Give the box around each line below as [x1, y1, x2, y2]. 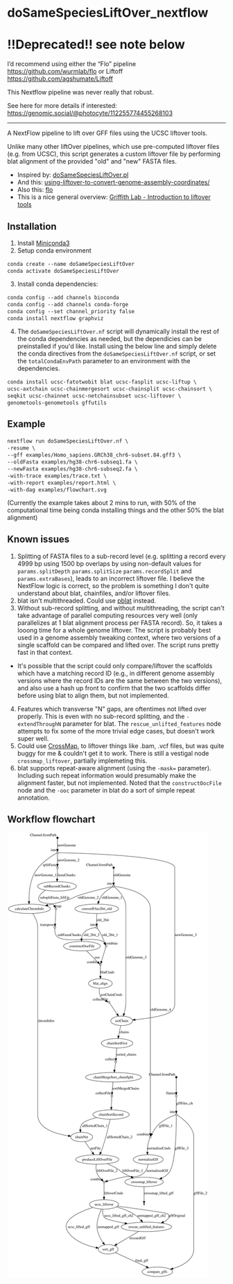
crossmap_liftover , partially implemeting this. [17, 756, 148, 765]
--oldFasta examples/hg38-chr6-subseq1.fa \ [7, 458, 138, 466]
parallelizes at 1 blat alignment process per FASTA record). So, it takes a [17, 618, 223, 627]
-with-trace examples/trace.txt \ [7, 472, 107, 479]
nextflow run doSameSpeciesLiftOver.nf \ [7, 437, 129, 445]
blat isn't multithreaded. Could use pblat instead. [17, 596, 157, 605]
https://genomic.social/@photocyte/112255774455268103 [7, 109, 173, 118]
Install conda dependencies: [17, 280, 98, 288]
